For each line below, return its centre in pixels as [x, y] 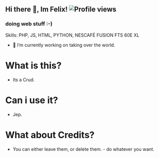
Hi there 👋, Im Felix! [36, 9]
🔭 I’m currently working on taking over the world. [64, 45]
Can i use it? [32, 100]
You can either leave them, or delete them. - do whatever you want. [83, 149]
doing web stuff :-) [29, 24]
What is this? [34, 66]
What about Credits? [50, 135]
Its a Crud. [23, 80]
